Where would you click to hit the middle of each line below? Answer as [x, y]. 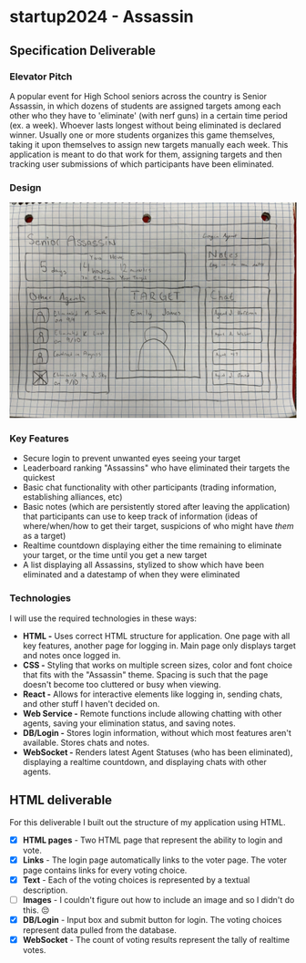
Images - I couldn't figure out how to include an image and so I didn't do [158, 899]
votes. [34, 949]
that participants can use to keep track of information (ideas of [140, 516]
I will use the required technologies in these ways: [103, 618]
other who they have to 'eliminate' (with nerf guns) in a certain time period [149, 115]
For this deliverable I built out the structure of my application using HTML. [148, 822]
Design [25, 187]
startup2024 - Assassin [102, 17]
